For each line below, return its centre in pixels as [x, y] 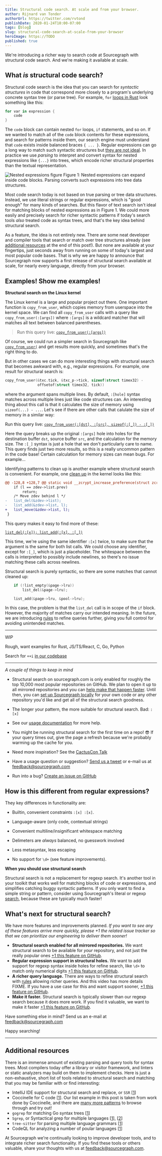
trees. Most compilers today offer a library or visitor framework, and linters [79, 1067]
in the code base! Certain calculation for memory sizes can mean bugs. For [80, 454]
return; [30, 492]
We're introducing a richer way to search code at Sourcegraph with [72, 55]
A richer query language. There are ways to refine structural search [80, 976]
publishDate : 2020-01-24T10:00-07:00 [43, 23]
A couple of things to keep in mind [39, 670]
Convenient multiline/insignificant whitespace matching [67, 831]
